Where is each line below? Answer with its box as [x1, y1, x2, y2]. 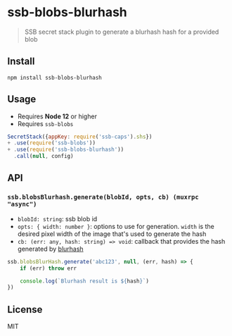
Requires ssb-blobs [17, 119, 74, 127]
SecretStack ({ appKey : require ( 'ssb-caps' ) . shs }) [7, 133, 153, 140]
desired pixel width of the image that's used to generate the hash [17, 230, 207, 238]
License [7, 304, 43, 316]
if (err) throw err [20, 265, 77, 272]
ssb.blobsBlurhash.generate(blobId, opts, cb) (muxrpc [7, 193, 199, 201]
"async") [7, 200, 37, 209]
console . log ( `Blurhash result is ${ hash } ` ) [20, 278, 150, 285]
